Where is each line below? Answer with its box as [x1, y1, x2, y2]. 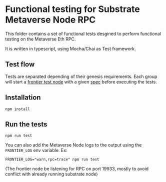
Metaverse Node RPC [5, 14, 96, 25]
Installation [5, 93, 41, 102]
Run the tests [5, 120, 47, 128]
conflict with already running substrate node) [5, 171, 98, 177]
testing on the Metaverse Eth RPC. [5, 36, 76, 42]
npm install [5, 106, 30, 111]
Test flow [5, 60, 35, 68]
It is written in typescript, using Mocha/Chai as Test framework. [5, 45, 136, 51]
